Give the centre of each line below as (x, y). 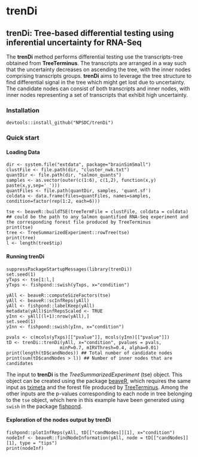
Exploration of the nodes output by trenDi (59, 420)
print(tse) (20, 228)
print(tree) (21, 238)
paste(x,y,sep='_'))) (33, 186)
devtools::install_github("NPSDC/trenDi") (60, 123)
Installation (23, 110)
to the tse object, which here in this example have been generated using (95, 400)
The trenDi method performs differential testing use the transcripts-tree (95, 57)
